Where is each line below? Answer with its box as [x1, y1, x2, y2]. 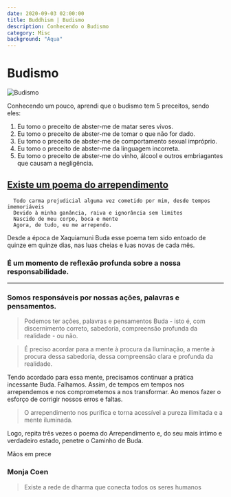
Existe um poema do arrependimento [7, 179, 168, 191]
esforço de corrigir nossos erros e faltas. [7, 395, 123, 404]
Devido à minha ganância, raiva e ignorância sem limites [13, 209, 184, 216]
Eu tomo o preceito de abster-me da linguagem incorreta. [16, 144, 180, 153]
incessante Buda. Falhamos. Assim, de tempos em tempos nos [7, 380, 184, 389]
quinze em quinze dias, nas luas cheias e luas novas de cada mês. [7, 241, 195, 249]
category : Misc [7, 29, 51, 37]
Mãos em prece [7, 450, 52, 458]
